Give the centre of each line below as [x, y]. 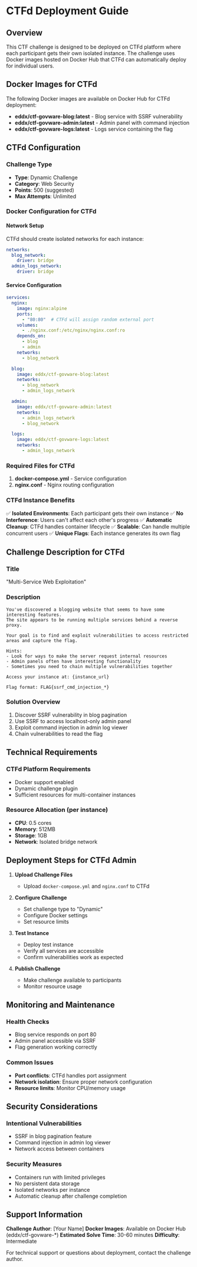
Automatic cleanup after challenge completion [71, 1196]
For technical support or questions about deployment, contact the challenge [98, 1253]
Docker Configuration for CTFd [51, 211]
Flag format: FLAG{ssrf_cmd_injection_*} [58, 687]
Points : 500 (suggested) [45, 190]
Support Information [44, 1214]
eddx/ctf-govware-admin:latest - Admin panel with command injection [102, 122]
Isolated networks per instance [52, 1189]
